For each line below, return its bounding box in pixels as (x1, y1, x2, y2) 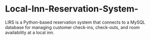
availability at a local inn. (5, 29, 55, 35)
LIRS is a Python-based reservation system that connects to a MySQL (5, 19, 146, 25)
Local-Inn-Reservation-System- (5, 3, 138, 14)
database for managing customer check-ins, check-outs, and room (5, 24, 140, 30)
